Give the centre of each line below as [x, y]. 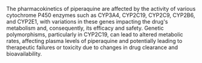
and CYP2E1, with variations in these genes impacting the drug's [87, 22]
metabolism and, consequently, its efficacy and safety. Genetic [85, 28]
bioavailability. [24, 54]
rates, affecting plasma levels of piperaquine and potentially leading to [94, 41]
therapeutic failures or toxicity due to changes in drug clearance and [92, 47]
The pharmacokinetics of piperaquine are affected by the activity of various [101, 9]
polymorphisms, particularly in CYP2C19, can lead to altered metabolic [95, 35]
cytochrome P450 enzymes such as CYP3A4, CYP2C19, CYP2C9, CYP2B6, [101, 15]
